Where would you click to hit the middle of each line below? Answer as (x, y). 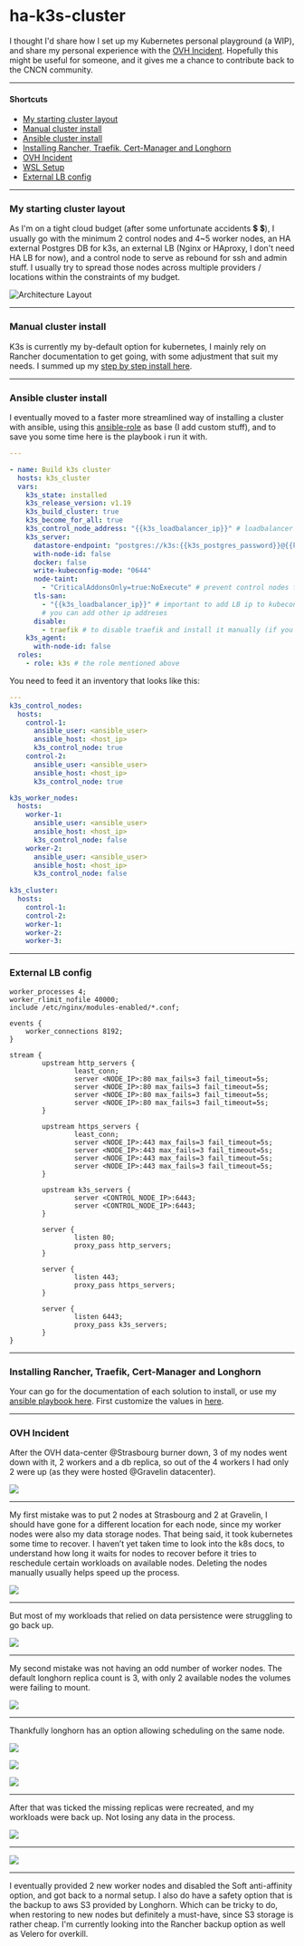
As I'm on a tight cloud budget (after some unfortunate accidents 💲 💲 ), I (142, 228)
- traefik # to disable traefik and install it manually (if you (168, 630)
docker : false (60, 563)
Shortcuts (28, 99)
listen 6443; (99, 1316)
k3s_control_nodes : (46, 706)
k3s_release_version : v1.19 (78, 504)
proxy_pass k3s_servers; (121, 1325)
